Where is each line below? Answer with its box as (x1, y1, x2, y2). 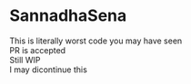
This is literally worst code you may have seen (9, 35, 183, 46)
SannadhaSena (9, 5, 127, 26)
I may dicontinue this (9, 64, 88, 75)
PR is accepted (9, 44, 66, 55)
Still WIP (9, 54, 41, 65)
